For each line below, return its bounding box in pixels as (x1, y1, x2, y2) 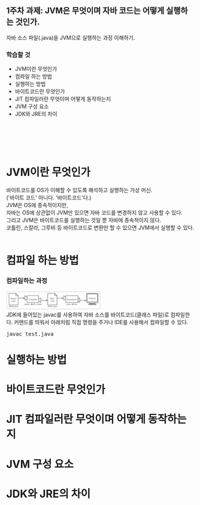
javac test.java (6, 330, 54, 337)
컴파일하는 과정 (6, 277, 48, 285)
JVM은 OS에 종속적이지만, (6, 202, 68, 209)
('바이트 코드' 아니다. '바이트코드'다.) (6, 194, 92, 201)
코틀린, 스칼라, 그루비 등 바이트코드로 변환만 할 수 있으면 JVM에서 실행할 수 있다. (6, 224, 195, 231)
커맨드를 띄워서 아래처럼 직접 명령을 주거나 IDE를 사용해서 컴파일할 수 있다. (14, 318, 189, 325)
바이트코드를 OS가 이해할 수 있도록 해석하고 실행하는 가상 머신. (6, 187, 153, 194)
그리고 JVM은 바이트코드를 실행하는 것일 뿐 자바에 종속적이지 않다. (6, 217, 162, 224)
